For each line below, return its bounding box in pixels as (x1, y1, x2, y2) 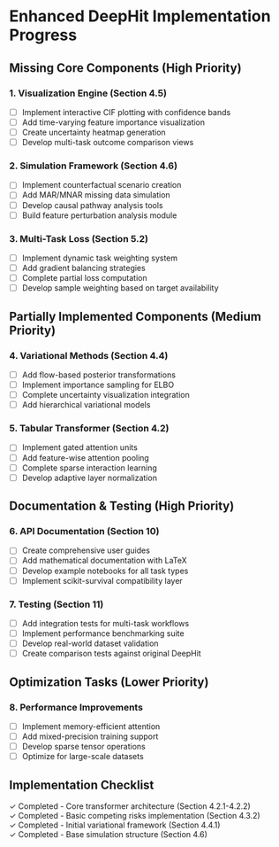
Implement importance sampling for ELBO (21, 379, 175, 390)
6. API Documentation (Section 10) (9, 525, 160, 538)
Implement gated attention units (21, 442, 139, 453)
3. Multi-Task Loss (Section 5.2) (9, 232, 148, 245)
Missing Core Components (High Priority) (9, 60, 242, 75)
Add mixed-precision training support (21, 731, 159, 742)
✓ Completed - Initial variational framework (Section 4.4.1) (9, 820, 221, 830)
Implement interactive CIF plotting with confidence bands (21, 106, 231, 117)
